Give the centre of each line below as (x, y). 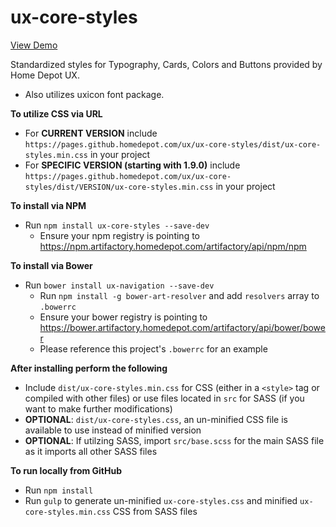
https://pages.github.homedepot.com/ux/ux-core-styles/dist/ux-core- (173, 144)
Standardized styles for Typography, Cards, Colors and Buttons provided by (166, 64)
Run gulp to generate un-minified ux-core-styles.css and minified (161, 500)
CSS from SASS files (155, 511)
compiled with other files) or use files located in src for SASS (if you (164, 398)
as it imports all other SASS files (91, 451)
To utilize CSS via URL (56, 113)
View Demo (34, 45)
